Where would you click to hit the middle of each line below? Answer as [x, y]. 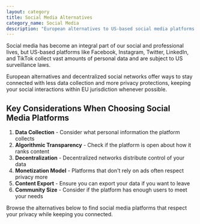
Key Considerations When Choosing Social [88, 108]
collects [25, 138]
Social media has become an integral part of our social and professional [95, 46]
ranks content [32, 152]
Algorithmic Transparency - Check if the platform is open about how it [103, 145]
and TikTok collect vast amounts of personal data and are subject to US [95, 58]
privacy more [31, 177]
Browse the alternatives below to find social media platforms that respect [97, 208]
